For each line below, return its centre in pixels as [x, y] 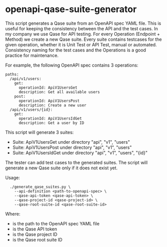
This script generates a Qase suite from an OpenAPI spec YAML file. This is [83, 23]
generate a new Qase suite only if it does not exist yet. [62, 168]
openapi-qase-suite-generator [71, 9]
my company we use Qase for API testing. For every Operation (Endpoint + [82, 34]
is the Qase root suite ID [37, 239]
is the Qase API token [35, 229]
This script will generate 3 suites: [39, 132]
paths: [12, 74]
